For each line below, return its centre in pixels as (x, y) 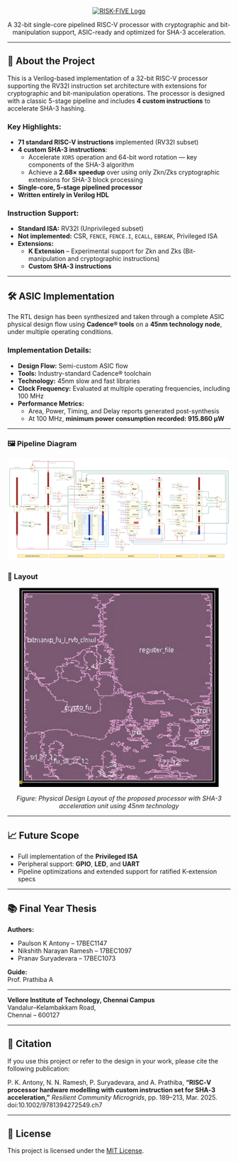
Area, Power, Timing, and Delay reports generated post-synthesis (124, 410)
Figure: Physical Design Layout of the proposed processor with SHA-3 (119, 798)
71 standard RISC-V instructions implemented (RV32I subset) (108, 143)
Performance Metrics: (51, 403)
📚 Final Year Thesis (52, 909)
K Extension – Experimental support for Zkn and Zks (105, 251)
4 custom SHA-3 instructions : (62, 150)
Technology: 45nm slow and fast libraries (79, 381)
